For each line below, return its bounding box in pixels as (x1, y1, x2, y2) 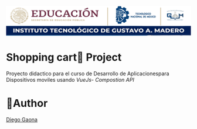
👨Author (6, 97, 48, 110)
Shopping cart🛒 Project (6, 51, 122, 64)
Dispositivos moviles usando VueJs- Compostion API (6, 76, 135, 83)
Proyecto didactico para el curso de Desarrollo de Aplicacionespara (6, 70, 169, 77)
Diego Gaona (6, 116, 38, 123)
